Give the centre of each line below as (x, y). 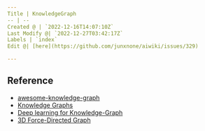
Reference (30, 81)
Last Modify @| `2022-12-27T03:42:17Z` (65, 33)
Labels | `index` (33, 40)
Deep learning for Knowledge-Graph (70, 112)
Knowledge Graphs (45, 105)
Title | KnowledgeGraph (42, 14)
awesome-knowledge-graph (58, 97)
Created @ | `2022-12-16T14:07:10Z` (61, 27)
